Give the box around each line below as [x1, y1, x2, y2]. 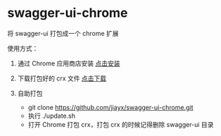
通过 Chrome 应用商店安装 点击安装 [17, 58, 120, 68]
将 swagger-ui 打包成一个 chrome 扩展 [7, 29, 119, 37]
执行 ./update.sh [27, 111, 76, 120]
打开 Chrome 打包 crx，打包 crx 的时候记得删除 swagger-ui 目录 [27, 120, 214, 128]
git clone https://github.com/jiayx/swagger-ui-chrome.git [27, 103, 194, 111]
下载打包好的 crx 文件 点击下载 [17, 74, 107, 82]
